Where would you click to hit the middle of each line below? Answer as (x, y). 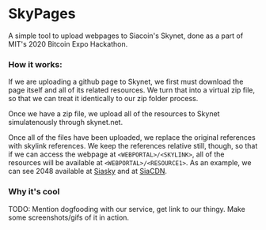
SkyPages (42, 14)
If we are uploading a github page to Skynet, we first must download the (126, 82)
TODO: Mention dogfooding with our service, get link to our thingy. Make (127, 209)
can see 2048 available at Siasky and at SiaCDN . (88, 172)
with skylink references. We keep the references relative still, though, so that (133, 146)
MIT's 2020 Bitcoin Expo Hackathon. (68, 43)
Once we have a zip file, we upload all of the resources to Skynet (114, 114)
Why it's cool (34, 192)
